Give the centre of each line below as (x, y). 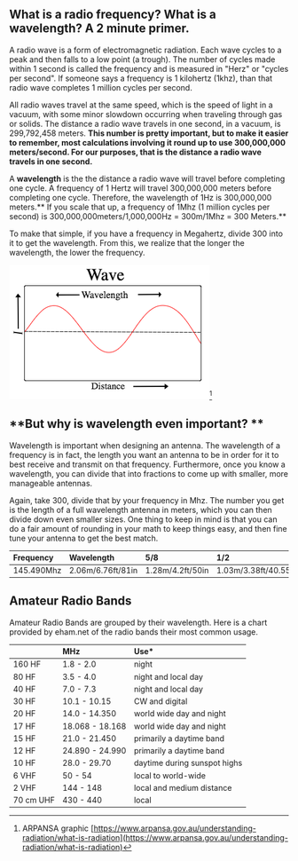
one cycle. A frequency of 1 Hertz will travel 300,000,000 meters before (141, 188)
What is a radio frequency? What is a (113, 15)
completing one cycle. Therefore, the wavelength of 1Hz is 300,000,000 (141, 197)
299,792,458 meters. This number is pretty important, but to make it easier (149, 133)
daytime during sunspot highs (188, 763)
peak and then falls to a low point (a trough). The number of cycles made (142, 59)
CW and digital (161, 701)
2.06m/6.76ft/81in (103, 571)
